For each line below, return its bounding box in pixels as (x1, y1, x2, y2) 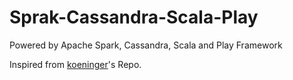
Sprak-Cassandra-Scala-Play (9, 6, 259, 29)
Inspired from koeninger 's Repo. (9, 58, 142, 70)
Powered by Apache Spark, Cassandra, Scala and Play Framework (9, 39, 283, 51)
